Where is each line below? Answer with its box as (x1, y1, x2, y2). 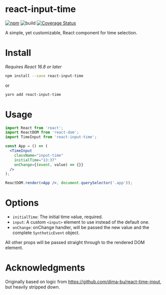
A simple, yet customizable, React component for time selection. (5, 29, 138, 35)
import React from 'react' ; (5, 125, 64, 130)
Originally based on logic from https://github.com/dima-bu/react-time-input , (5, 279, 162, 285)
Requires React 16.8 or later (5, 63, 62, 69)
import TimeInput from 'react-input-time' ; (5, 135, 97, 140)
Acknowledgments (5, 262, 86, 274)
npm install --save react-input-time (5, 73, 84, 78)
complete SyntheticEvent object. (12, 230, 80, 236)
